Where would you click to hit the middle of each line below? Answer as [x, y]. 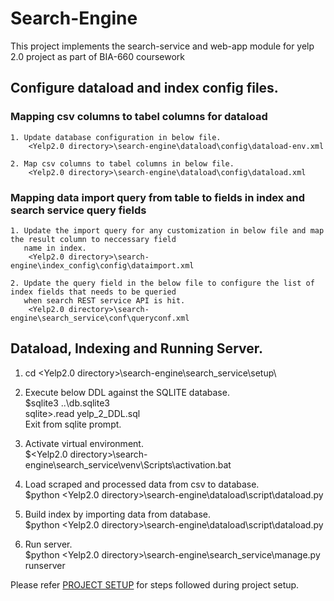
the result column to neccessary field [93, 239]
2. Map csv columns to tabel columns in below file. [122, 163]
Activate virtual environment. [84, 443]
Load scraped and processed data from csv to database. [142, 484]
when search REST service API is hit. [104, 300]
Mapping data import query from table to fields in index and [157, 197]
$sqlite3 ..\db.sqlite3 [67, 403]
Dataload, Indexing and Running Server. [136, 348]
